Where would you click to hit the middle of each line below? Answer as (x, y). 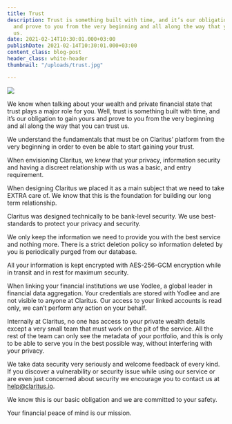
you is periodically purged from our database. (72, 251)
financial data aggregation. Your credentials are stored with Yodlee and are (114, 293)
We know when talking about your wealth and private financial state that (110, 104)
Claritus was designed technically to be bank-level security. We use (104, 216)
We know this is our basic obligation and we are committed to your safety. (112, 399)
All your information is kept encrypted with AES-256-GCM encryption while (114, 265)
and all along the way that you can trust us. (68, 126)
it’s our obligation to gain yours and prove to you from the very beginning (111, 118)
